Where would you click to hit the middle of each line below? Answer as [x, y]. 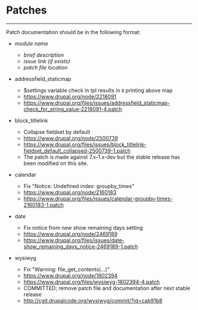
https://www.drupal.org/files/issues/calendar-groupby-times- [98, 199]
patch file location [45, 67]
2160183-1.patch [43, 205]
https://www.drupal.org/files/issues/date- [74, 240]
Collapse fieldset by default [57, 132]
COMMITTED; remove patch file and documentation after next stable [107, 288]
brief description [44, 55]
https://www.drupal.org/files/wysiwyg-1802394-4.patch [92, 282]
